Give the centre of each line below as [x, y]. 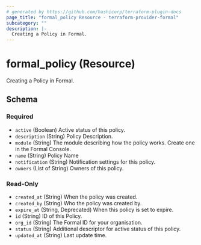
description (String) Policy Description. [64, 136]
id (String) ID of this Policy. [48, 216]
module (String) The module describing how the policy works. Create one [105, 143]
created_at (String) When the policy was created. [76, 197]
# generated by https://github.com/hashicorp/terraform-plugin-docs [94, 12]
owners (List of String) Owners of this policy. [69, 168]
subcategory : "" [26, 23]
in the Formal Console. [43, 149]
